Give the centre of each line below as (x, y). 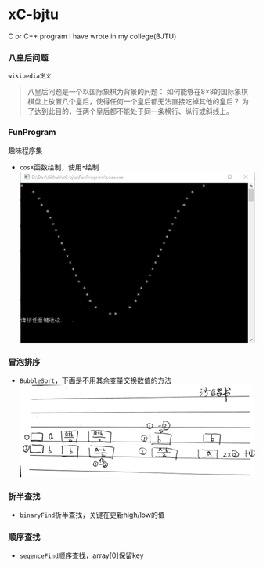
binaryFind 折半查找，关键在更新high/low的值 (92, 515)
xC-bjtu (33, 15)
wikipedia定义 (30, 76)
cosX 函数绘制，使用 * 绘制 (59, 167)
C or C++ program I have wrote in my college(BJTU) (92, 36)
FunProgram (32, 133)
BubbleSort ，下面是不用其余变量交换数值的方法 (95, 380)
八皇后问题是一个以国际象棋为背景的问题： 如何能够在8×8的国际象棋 (138, 92)
